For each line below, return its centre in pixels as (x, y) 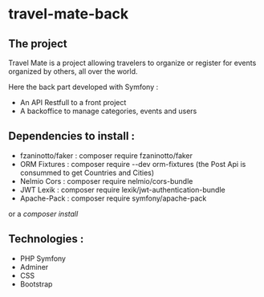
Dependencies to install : (71, 136)
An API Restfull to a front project (73, 102)
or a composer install (43, 214)
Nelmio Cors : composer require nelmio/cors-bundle (106, 181)
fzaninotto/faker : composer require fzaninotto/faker (106, 155)
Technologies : (46, 239)
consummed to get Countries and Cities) (87, 173)
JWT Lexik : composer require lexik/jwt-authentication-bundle (123, 189)
